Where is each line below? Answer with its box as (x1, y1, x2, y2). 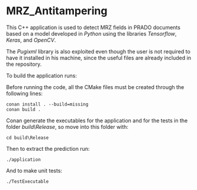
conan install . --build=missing (6, 101, 89, 107)
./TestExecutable (6, 178, 49, 185)
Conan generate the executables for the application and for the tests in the (6, 117, 188, 124)
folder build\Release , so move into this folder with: (6, 123, 129, 130)
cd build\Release (6, 135, 49, 141)
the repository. (6, 61, 42, 68)
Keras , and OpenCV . (6, 36, 56, 43)
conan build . (6, 106, 41, 112)
